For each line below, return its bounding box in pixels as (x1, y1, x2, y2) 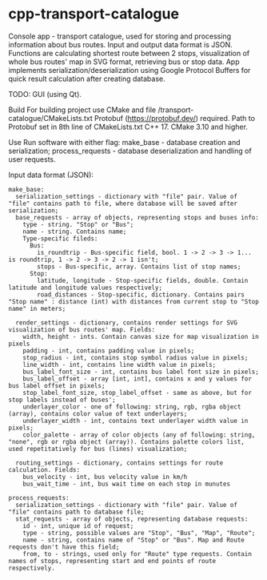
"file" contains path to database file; (8, 508, 145, 516)
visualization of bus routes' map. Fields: (8, 325, 156, 333)
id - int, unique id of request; (22, 522, 134, 530)
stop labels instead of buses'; (8, 396, 116, 404)
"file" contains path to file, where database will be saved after (8, 199, 238, 207)
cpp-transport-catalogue (8, 5, 180, 23)
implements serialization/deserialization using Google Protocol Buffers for (8, 65, 251, 75)
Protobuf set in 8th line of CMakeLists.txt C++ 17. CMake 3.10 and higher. (8, 122, 248, 131)
